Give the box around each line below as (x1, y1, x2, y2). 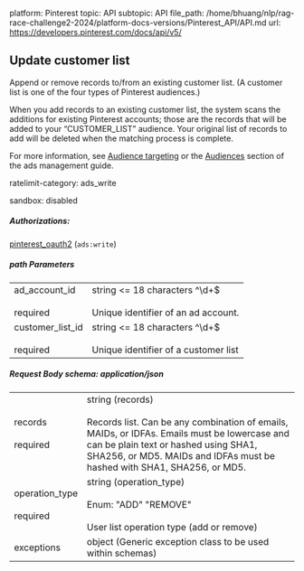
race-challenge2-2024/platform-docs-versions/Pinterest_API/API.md (9, 17, 267, 28)
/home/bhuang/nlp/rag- (206, 8, 295, 18)
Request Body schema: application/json (9, 369, 165, 379)
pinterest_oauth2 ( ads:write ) (9, 239, 118, 249)
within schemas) (86, 547, 157, 559)
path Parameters (9, 259, 75, 270)
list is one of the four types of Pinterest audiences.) (9, 86, 201, 98)
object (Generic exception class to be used (86, 535, 270, 548)
